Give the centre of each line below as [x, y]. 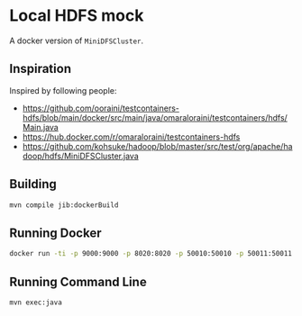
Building [33, 184]
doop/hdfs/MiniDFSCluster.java [81, 156]
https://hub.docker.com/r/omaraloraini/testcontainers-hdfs [131, 137]
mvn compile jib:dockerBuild [64, 205]
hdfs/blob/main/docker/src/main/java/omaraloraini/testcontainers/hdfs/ [155, 117]
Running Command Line [78, 281]
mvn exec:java [36, 302]
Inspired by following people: [63, 90]
